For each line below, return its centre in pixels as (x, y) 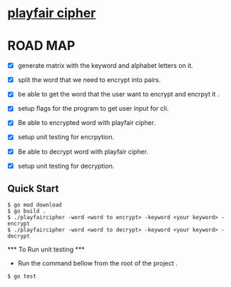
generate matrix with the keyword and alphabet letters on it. (106, 66)
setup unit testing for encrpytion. (66, 137)
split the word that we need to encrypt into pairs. (89, 80)
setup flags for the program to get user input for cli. (93, 109)
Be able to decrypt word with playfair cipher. (83, 151)
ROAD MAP (41, 46)
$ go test (22, 276)
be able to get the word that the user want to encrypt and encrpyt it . (118, 94)
